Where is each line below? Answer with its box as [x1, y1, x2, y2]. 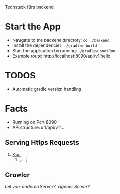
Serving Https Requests [5, 138, 79, 147]
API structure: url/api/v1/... [12, 124, 65, 130]
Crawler [5, 171, 30, 179]
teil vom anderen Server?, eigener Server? [5, 184, 90, 190]
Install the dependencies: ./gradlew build [12, 42, 97, 48]
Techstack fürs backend [5, 4, 54, 10]
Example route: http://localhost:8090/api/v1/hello [12, 53, 111, 58]
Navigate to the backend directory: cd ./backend [12, 37, 110, 43]
